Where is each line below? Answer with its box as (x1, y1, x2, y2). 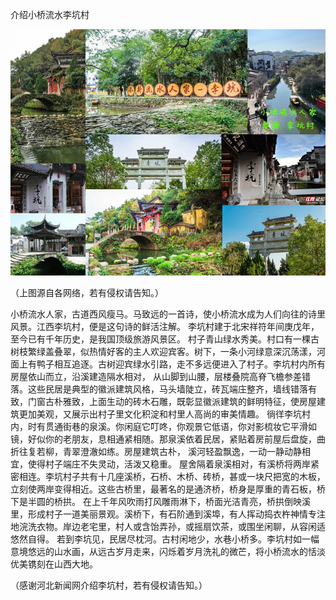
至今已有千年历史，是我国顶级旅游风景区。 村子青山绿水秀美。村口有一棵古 (10, 333, 320, 345)
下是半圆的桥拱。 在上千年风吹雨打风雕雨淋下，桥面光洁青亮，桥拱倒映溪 (10, 496, 311, 508)
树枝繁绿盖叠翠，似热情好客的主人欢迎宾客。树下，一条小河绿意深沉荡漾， (10, 346, 317, 358)
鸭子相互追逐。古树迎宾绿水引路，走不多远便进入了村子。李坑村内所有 (36, 358, 326, 370)
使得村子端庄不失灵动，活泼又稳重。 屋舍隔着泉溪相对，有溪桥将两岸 (27, 458, 311, 470)
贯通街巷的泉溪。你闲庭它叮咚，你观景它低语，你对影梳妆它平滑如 (44, 421, 317, 433)
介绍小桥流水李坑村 (10, 9, 90, 20)
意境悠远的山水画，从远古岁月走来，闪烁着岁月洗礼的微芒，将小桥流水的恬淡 (10, 546, 326, 558)
